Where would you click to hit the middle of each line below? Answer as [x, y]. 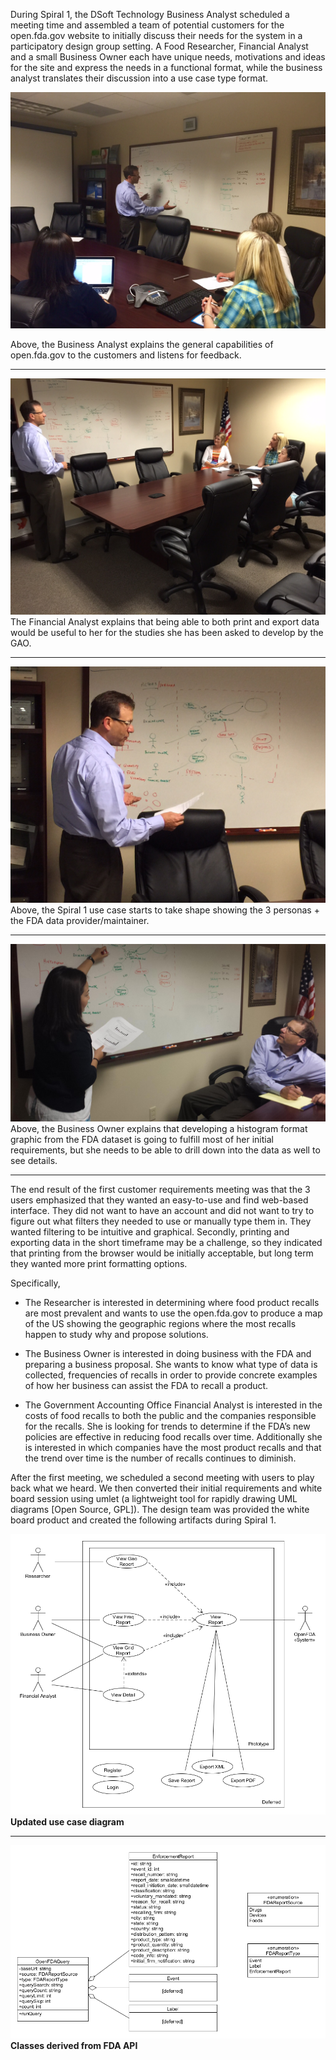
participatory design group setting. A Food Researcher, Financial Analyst [159, 46]
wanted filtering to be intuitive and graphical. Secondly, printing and [150, 1231]
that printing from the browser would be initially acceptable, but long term [162, 1253]
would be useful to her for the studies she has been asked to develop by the [167, 632]
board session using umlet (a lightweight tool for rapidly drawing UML [154, 1498]
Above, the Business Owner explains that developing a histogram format [159, 1128]
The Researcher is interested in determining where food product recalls [172, 1302]
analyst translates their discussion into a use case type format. [139, 78]
